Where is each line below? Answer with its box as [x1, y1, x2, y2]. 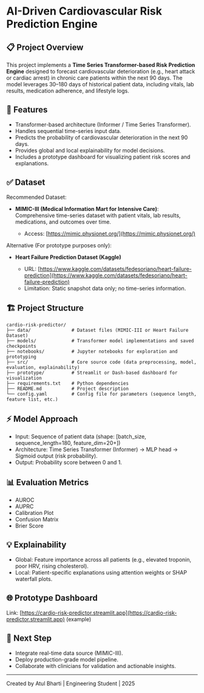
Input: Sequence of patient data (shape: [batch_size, [15, 433, 147, 440]
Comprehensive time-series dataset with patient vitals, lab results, [15, 212, 181, 219]
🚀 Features [6, 105, 48, 115]
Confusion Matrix [15, 515, 59, 523]
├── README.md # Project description [6, 386, 129, 392]
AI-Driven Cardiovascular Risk [6, 4, 162, 18]
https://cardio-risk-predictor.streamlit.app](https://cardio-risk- [21, 609, 177, 616]
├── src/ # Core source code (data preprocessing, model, [6, 359, 197, 365]
